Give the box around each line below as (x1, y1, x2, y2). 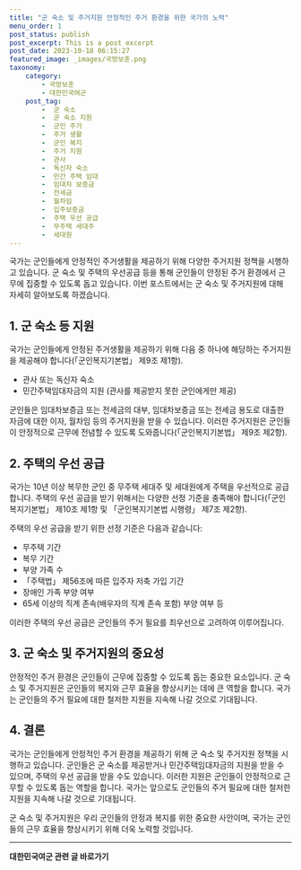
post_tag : (25, 96, 63, 106)
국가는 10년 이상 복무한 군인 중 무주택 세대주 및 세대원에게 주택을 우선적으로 (9, 481, 273, 492)
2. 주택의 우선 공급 (9, 455, 105, 471)
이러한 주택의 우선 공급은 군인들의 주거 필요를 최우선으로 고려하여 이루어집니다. (9, 617, 285, 628)
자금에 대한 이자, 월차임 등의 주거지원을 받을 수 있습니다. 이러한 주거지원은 (9, 416, 267, 426)
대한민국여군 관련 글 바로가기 (9, 850, 109, 862)
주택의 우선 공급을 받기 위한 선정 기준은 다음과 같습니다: (9, 523, 203, 533)
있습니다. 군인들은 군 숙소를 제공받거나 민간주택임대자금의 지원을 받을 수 (32, 760, 285, 770)
